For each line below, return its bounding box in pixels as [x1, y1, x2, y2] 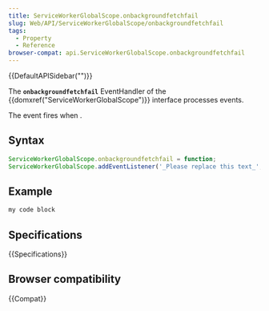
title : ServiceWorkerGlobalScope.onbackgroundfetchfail [8, 11, 199, 20]
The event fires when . [8, 111, 82, 120]
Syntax [8, 134, 45, 147]
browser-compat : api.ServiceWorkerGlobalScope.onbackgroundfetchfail [8, 49, 246, 57]
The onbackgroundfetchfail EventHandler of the [8, 87, 167, 96]
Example [8, 184, 53, 198]
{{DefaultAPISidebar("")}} [8, 71, 93, 80]
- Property [15, 34, 52, 42]
